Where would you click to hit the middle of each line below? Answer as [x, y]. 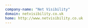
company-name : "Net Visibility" [37, 9]
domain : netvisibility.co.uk [34, 14]
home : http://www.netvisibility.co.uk [44, 18]
